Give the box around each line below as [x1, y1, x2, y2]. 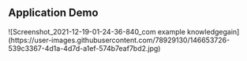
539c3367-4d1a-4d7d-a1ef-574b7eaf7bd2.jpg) [8, 43, 161, 53]
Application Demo [8, 6, 99, 20]
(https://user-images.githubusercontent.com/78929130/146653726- [8, 35, 230, 45]
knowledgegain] [186, 27, 240, 36]
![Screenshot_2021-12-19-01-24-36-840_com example [8, 27, 185, 36]
